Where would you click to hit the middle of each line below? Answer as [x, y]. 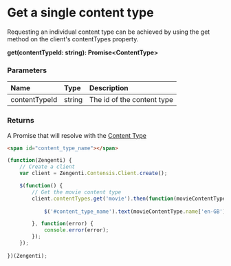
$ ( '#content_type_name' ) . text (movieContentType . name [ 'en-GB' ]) [136, 212]
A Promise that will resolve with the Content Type [77, 135]
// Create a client [47, 167]
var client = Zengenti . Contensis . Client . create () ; [93, 174]
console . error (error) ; [76, 230]
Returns [21, 121]
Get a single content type [80, 13]
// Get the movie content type [77, 192]
